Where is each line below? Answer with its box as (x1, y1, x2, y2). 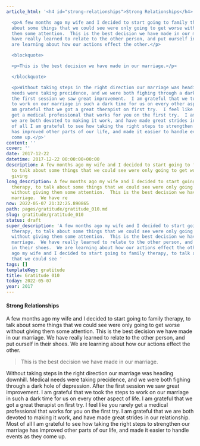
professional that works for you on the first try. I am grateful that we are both (6, 408, 194, 415)
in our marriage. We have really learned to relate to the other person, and (6, 334, 185, 341)
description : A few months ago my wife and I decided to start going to (6, 162, 190, 168)
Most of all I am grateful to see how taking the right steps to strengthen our (6, 420, 190, 428)
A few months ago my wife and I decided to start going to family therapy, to (6, 315, 191, 322)
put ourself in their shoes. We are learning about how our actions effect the (6, 340, 190, 348)
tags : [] (6, 261, 28, 268)
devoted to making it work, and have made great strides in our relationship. (6, 414, 190, 421)
